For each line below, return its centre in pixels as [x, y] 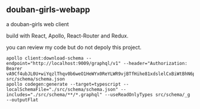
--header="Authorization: [155, 63]
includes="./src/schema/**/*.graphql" [54, 95]
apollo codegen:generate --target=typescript [63, 84]
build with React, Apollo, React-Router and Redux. [68, 36]
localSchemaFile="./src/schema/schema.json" [62, 89]
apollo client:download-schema [45, 58]
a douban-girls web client [38, 24]
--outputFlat [22, 100]
